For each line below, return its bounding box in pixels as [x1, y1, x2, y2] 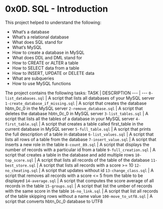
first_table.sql [5, 122, 38, 127]
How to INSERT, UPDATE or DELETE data [12, 70, 95, 76]
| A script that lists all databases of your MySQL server [45, 95, 155, 101]
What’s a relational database [12, 34, 69, 40]
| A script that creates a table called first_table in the [38, 121, 144, 127]
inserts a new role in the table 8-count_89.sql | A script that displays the [5, 141, 149, 147]
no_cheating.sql [5, 168, 38, 173]
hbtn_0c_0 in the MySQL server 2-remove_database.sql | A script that [5, 105, 143, 111]
